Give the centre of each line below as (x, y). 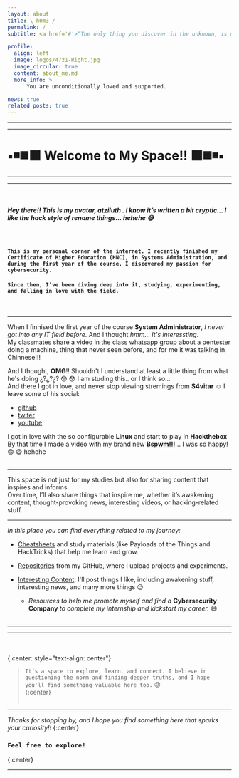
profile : (20, 47)
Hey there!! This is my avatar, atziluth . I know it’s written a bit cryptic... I (117, 210)
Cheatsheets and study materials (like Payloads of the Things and (114, 544)
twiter (26, 415)
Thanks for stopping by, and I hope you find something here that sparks (113, 720)
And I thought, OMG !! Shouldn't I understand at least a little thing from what (118, 370)
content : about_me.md (46, 73)
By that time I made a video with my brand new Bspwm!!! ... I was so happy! (118, 444)
